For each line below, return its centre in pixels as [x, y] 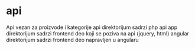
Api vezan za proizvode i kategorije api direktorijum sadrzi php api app [92, 27]
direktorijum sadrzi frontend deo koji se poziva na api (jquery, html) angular [97, 33]
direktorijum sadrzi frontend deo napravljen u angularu [72, 40]
